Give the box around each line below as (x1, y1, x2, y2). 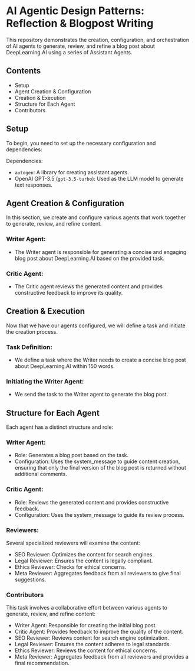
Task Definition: (6, 343, 53, 351)
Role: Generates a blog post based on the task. (14, 452, 128, 459)
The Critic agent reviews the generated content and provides (14, 282, 163, 290)
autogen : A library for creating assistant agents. (14, 168, 130, 175)
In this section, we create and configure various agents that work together (6, 214, 186, 221)
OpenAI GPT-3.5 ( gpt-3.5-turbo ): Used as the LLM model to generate (14, 175, 184, 182)
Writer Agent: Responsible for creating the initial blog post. (14, 622, 157, 629)
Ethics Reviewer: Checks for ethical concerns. (14, 563, 127, 571)
